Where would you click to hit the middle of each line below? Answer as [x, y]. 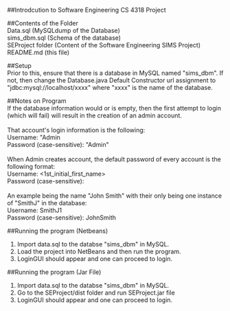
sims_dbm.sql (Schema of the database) [64, 38]
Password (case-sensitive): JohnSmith [62, 218]
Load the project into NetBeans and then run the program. [99, 251]
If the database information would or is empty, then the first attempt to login [114, 108]
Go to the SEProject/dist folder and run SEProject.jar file [96, 292]
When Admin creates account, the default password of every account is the [114, 159]
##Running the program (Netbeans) [58, 231]
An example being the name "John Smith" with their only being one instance [114, 196]
